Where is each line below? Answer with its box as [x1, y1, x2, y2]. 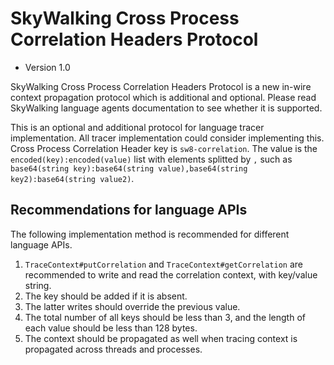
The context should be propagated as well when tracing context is [24, 332, 298, 344]
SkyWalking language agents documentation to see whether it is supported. [10, 102, 323, 114]
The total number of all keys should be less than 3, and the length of [24, 311, 306, 323]
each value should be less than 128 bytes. [24, 322, 198, 334]
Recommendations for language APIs [10, 202, 248, 219]
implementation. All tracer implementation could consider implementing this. [10, 132, 325, 144]
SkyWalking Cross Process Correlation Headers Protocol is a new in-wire [10, 80, 312, 92]
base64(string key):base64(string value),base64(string [10, 163, 248, 174]
